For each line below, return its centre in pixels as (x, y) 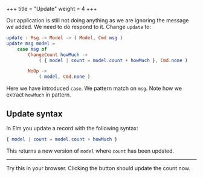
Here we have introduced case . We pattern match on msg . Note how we (94, 88)
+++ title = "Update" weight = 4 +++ (52, 9)
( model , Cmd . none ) (64, 77)
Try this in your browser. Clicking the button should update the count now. (98, 168)
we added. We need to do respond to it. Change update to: (79, 27)
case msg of (32, 49)
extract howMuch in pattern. (39, 95)
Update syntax (34, 114)
